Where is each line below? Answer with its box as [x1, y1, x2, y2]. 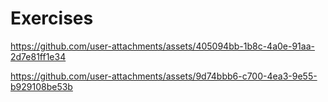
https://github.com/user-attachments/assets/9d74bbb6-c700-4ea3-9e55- [10, 70, 318, 82]
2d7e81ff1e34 [10, 50, 67, 62]
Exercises [10, 7, 94, 30]
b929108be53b [10, 80, 73, 92]
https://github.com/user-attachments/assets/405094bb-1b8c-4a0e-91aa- [10, 40, 315, 52]
